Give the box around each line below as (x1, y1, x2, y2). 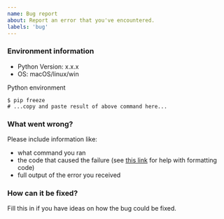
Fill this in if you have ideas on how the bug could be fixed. (7, 204, 177, 213)
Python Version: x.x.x (17, 62, 79, 71)
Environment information (7, 46, 94, 56)
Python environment (7, 83, 66, 92)
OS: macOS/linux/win (17, 69, 79, 78)
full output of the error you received (17, 171, 121, 179)
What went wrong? (7, 119, 73, 129)
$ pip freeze (7, 97, 45, 104)
